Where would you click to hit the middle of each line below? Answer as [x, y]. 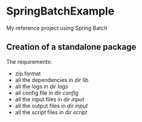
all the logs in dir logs [41, 86]
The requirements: [29, 61]
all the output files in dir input [51, 106]
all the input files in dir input [50, 99]
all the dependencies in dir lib [52, 80]
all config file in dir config [47, 93]
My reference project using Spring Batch [57, 28]
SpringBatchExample [60, 11]
